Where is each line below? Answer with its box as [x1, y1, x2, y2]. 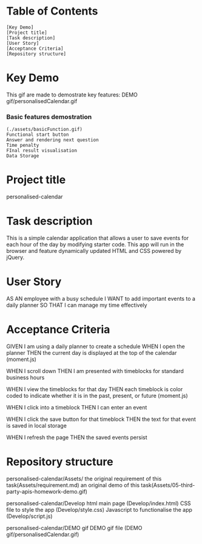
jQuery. [6, 254, 25, 261]
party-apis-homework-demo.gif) [6, 488, 88, 495]
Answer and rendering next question [6, 137, 99, 143]
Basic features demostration [6, 112, 92, 121]
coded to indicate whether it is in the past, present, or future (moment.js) [6, 392, 188, 399]
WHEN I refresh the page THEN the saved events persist [6, 434, 147, 441]
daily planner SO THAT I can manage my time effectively [6, 301, 147, 309]
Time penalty [6, 143, 39, 149]
